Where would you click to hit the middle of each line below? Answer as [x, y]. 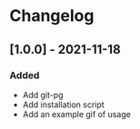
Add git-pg [43, 94]
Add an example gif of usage [77, 114]
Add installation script [63, 104]
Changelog [52, 16]
